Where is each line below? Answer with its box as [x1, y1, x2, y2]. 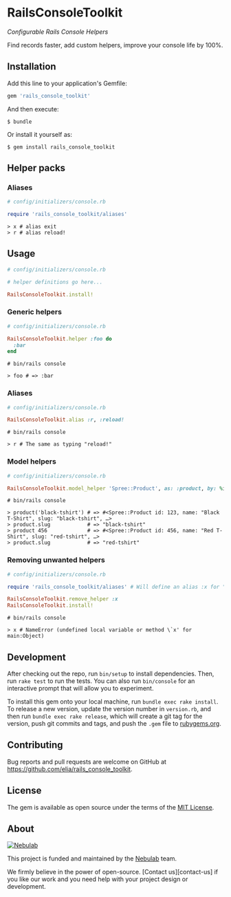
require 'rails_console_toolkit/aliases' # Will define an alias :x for [7, 583, 220, 590]
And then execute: [7, 105, 59, 113]
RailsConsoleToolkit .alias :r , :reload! [7, 416, 125, 424]
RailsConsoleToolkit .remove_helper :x [7, 596, 118, 603]
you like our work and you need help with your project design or [7, 875, 188, 883]
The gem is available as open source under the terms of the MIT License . [7, 803, 214, 811]
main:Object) [7, 633, 45, 640]
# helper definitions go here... [7, 279, 103, 285]
